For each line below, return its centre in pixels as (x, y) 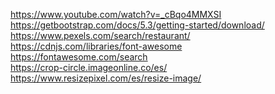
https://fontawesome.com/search (79, 57)
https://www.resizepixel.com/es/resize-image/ (106, 78)
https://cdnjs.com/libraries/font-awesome (96, 46)
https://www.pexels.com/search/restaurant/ (100, 35)
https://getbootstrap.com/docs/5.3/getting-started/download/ (137, 25)
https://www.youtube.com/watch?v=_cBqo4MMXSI (116, 14)
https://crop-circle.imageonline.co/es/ (89, 67)
